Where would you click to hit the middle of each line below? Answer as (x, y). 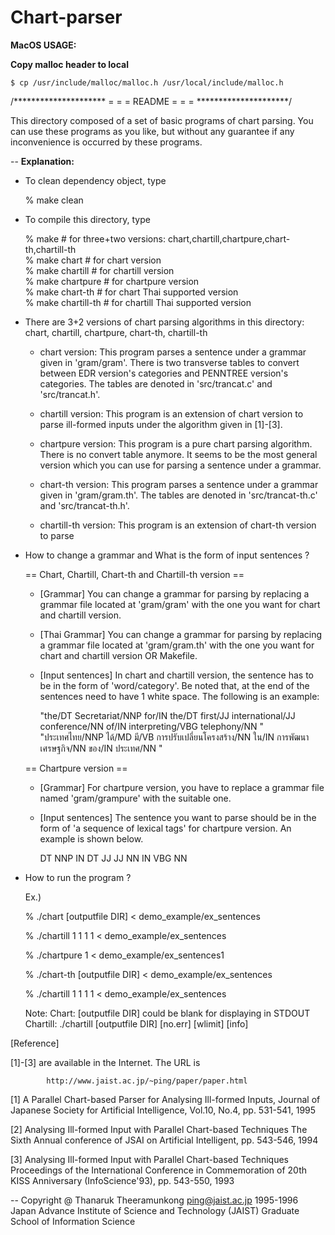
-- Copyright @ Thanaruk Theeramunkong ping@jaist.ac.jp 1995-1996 (154, 1200)
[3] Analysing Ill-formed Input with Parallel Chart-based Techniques (149, 1159)
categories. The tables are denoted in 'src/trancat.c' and (156, 383)
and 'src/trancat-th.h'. (84, 505)
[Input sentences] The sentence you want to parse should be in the (178, 817)
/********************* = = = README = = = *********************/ (151, 101)
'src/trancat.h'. (70, 394)
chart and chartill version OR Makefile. (118, 655)
